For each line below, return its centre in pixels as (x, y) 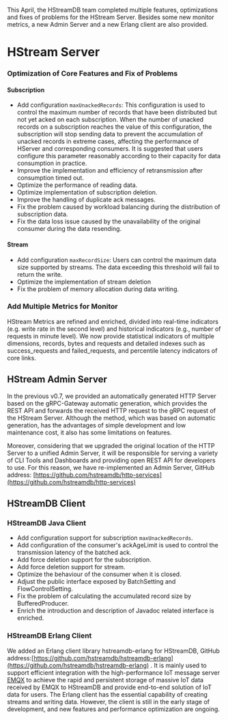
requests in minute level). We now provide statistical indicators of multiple (111, 336)
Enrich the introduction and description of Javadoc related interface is (116, 611)
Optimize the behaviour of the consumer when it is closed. (99, 574)
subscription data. (42, 214)
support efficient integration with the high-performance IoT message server (114, 672)
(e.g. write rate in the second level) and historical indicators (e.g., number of (114, 329)
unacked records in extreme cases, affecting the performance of (108, 141)
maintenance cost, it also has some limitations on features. (89, 432)
